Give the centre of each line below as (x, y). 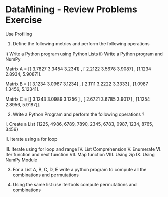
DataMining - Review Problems (71, 9)
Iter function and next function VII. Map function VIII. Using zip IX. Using (80, 154)
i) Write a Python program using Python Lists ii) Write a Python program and (84, 54)
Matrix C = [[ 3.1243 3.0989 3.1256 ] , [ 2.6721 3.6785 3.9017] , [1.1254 (78, 99)
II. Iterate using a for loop (31, 139)
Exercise (24, 20)
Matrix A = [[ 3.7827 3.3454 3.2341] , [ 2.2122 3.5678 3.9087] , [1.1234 (78, 69)
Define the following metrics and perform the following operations (81, 43)
